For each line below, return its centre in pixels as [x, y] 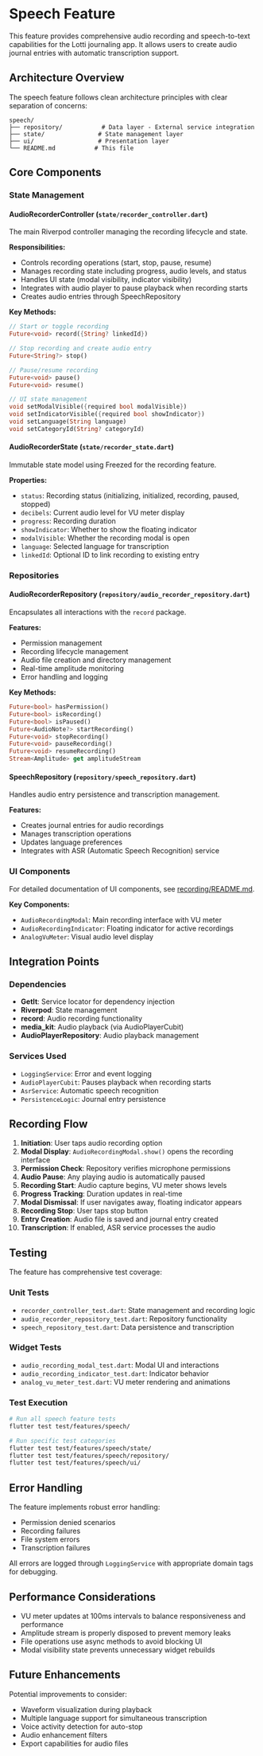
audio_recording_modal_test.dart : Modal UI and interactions [120, 1365]
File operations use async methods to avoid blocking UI [111, 1641]
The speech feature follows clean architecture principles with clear [118, 97]
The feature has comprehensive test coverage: [85, 1272]
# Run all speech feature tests [62, 1419]
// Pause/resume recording [54, 370]
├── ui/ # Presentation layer [89, 141]
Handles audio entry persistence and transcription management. [115, 794]
